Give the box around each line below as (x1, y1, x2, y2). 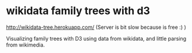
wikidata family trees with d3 (6, 4, 150, 18)
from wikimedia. (6, 41, 45, 48)
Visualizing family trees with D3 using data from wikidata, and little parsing (6, 35, 187, 42)
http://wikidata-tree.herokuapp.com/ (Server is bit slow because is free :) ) (6, 24, 187, 31)
